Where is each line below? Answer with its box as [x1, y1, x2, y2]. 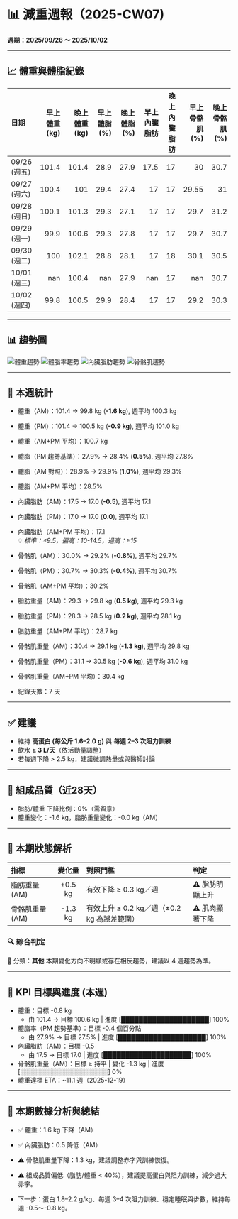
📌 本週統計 [7, 386, 53, 398]
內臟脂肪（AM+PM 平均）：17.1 [17, 527, 106, 536]
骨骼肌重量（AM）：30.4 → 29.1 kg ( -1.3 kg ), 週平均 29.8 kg [17, 642, 190, 650]
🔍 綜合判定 [7, 936, 46, 946]
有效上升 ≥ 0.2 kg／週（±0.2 [86, 903, 182, 913]
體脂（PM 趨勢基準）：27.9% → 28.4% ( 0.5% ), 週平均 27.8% [17, 452, 193, 461]
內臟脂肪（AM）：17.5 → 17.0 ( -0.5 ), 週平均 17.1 [17, 498, 152, 506]
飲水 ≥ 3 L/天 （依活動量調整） [17, 746, 106, 755]
